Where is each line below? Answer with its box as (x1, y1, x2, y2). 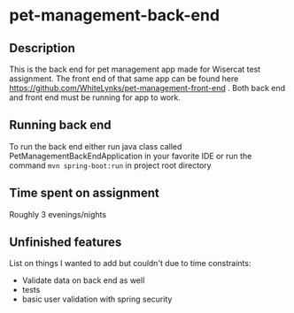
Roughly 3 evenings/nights (9, 209, 107, 219)
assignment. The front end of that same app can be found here (9, 73, 239, 84)
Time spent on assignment (9, 186, 159, 201)
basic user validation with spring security (21, 294, 173, 305)
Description (9, 41, 75, 56)
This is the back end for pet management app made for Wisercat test (9, 64, 261, 74)
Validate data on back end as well (21, 275, 145, 286)
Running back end (9, 118, 112, 133)
